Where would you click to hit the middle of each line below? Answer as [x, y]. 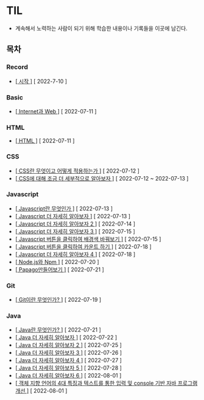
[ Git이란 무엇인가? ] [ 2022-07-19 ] [58, 300]
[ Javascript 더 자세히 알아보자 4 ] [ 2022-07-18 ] [75, 254]
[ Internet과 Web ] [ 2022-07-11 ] [56, 111]
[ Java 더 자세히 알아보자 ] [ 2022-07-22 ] [66, 337]
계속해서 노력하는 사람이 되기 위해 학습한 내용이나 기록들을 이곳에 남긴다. [101, 28]
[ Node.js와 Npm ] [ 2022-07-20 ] [57, 262]
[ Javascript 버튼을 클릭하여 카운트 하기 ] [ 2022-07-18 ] [83, 246]
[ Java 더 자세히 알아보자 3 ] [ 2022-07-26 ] [69, 353]
